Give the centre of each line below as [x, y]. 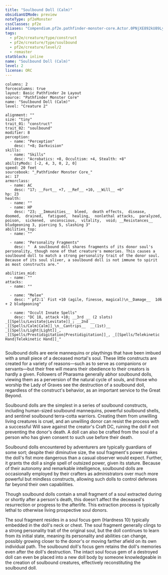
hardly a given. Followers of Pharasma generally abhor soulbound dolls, [79, 374]
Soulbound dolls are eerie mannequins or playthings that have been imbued [83, 353]
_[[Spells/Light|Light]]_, [33, 330]
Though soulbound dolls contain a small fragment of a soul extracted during [83, 494]
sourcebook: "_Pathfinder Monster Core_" [49, 172]
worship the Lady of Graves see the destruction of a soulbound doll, [75, 385]
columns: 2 [16, 84]
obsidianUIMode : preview [31, 15]
